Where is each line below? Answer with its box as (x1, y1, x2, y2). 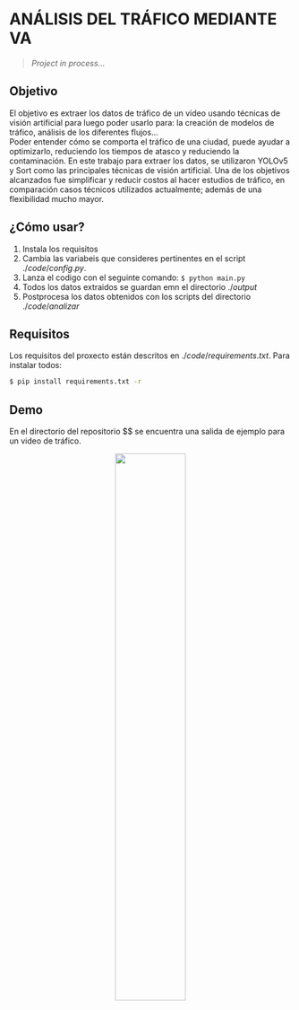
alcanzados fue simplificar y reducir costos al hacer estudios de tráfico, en (9, 174, 286, 185)
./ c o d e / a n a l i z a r (21, 301, 80, 312)
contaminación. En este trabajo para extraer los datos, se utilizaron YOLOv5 (9, 155, 288, 166)
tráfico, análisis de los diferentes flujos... (9, 127, 158, 137)
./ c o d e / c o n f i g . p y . (21, 262, 87, 273)
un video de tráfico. (9, 435, 82, 446)
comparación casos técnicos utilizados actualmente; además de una (9, 184, 262, 195)
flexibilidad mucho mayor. (9, 193, 105, 204)
